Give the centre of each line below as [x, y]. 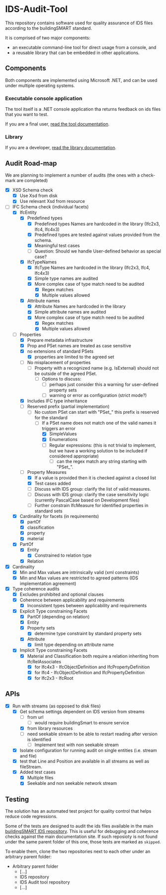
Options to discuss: [62, 379]
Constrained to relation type [63, 555]
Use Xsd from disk [39, 196]
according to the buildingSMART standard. [49, 28]
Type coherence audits [36, 588]
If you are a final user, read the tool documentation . [57, 124]
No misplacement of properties [59, 362]
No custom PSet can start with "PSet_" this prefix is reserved [97, 412]
